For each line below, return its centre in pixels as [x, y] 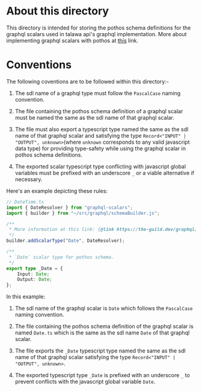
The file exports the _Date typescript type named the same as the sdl [100, 351]
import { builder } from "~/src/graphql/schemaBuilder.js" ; [83, 213]
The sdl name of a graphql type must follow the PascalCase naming [98, 93]
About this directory [58, 11]
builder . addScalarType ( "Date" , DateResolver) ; [66, 241]
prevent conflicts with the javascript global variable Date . [85, 382]
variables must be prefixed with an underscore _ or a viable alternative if [104, 173]
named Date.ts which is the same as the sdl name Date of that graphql [102, 333]
